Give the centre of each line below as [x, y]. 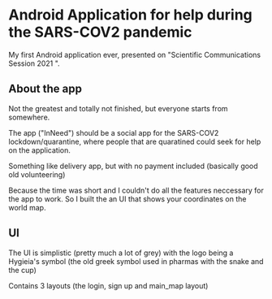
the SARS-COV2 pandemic [100, 32]
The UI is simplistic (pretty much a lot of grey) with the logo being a [121, 253]
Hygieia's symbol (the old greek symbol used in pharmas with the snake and [136, 261]
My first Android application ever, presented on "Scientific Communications [135, 54]
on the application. [40, 150]
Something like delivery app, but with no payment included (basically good [133, 166]
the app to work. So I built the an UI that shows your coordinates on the [127, 199]
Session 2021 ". [34, 63]
